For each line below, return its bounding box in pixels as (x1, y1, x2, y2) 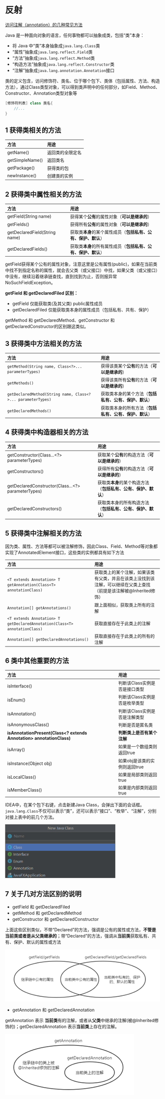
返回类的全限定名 (47, 150, 82, 155)
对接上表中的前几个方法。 (5, 814, 57, 820)
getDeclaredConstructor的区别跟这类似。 (5, 324, 89, 330)
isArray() (7, 746, 26, 753)
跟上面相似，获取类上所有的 (94, 602, 151, 607)
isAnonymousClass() (7, 721, 50, 728)
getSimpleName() (7, 157, 43, 163)
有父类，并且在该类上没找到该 (94, 575, 155, 581)
